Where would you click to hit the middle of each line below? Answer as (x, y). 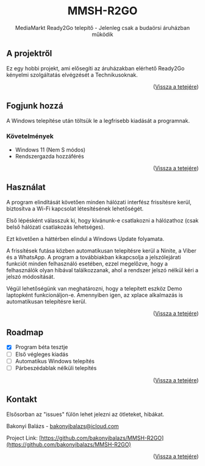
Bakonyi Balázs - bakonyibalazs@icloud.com (63, 426)
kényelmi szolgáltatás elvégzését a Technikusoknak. (72, 75)
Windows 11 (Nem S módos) (50, 150)
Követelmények (30, 136)
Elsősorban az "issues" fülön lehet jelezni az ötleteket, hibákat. (85, 414)
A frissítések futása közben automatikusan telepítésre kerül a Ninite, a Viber (101, 250)
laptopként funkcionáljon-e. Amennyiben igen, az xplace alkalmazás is (95, 295)
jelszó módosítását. (31, 276)
